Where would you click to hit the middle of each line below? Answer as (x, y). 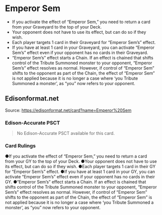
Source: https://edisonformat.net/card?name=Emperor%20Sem (68, 110)
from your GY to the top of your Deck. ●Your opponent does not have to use (81, 161)
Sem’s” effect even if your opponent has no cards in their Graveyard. (80, 52)
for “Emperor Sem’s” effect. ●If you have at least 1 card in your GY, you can (80, 172)
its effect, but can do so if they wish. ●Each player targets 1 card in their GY (80, 167)
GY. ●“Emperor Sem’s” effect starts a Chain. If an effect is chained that (75, 182)
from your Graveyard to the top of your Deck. (57, 27)
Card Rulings (20, 145)
